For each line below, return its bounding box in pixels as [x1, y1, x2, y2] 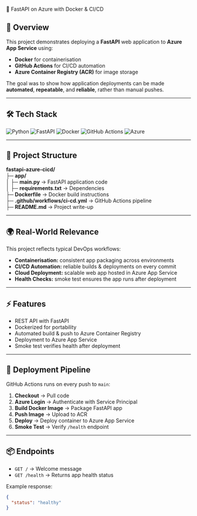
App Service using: [6, 44, 53, 51]
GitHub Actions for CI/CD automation [14, 62, 106, 69]
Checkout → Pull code [14, 392, 69, 399]
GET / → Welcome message [14, 465, 82, 472]
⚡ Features [6, 299, 46, 309]
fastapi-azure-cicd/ [6, 166, 56, 173]
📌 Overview [6, 22, 49, 32]
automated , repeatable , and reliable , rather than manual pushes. [6, 86, 164, 93]
